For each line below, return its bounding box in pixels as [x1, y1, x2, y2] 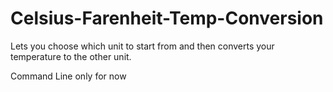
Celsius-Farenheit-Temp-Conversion [10, 7, 324, 30]
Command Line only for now [10, 70, 127, 82]
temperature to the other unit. [10, 50, 132, 62]
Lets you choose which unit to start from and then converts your [10, 40, 275, 52]
